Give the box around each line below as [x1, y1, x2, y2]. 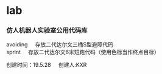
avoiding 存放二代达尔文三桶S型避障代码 [6, 41, 114, 48]
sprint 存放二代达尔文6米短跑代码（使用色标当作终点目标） [6, 49, 160, 56]
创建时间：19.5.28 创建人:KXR [6, 61, 87, 69]
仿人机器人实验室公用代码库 [6, 26, 88, 35]
